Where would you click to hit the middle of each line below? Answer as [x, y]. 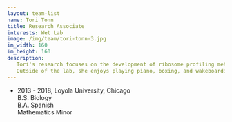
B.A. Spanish [35, 105]
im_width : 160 [28, 45]
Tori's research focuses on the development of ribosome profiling [115, 64]
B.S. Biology [35, 97]
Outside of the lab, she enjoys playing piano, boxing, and [105, 71]
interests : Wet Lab [35, 33]
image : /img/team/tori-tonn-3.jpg [57, 39]
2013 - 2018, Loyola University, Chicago [74, 90]
